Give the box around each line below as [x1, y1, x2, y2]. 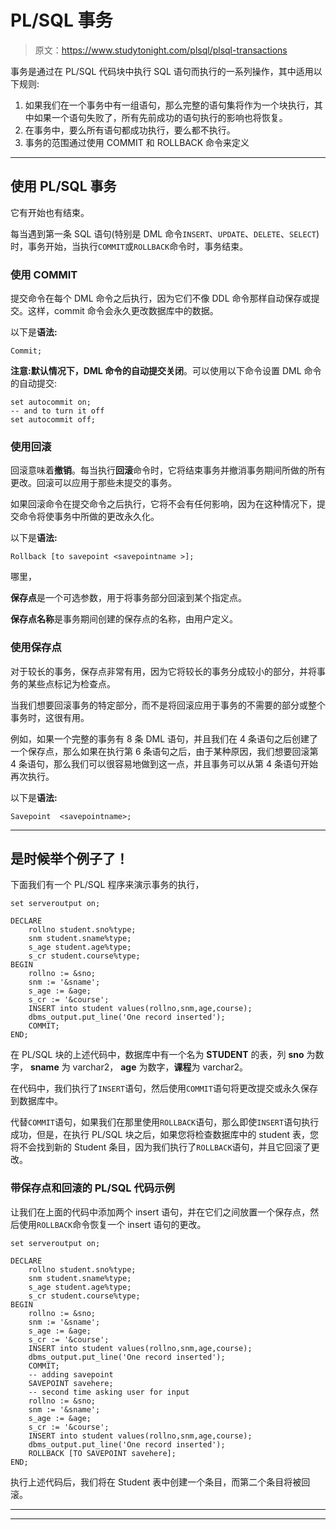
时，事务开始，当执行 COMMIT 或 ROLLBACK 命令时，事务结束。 [10, 240, 249, 252]
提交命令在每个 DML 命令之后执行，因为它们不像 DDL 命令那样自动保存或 [10, 292, 312, 305]
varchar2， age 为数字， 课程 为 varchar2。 [72, 1061, 249, 1073]
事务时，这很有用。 [10, 711, 90, 723]
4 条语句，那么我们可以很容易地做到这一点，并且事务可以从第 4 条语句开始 [10, 757, 318, 770]
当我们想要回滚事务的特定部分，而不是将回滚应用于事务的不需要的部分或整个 [10, 699, 326, 711]
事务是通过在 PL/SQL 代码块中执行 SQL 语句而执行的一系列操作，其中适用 [10, 65, 314, 77]
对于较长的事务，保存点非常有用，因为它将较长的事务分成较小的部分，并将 [10, 665, 317, 677]
